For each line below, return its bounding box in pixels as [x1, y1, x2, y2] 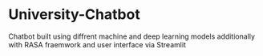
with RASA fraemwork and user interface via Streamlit [8, 39, 187, 49]
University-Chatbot [8, 6, 140, 24]
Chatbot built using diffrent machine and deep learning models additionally [8, 32, 255, 41]
